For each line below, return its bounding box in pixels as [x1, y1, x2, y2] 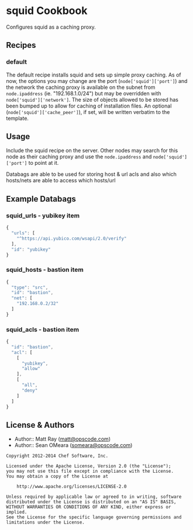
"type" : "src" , [11, 285, 49, 290]
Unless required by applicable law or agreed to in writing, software [6, 494, 182, 500]
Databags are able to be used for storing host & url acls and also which [6, 171, 177, 178]
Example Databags [6, 194, 76, 204]
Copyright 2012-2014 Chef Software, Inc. [6, 453, 109, 459]
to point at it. [28, 160, 59, 167]
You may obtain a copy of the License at [6, 473, 109, 480]
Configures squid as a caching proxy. [6, 23, 96, 30]
